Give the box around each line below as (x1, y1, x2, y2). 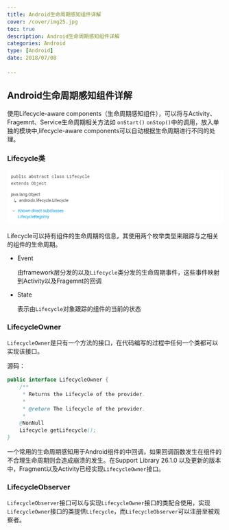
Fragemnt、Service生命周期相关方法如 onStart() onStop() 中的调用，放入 (7, 117, 214, 126)
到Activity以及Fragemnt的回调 (16, 277, 102, 285)
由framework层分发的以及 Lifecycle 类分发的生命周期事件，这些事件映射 (16, 268, 220, 276)
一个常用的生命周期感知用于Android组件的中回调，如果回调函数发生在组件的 (7, 448, 221, 456)
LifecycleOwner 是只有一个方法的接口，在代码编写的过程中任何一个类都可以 (7, 338, 219, 347)
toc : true (7, 25, 36, 32)
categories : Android (7, 40, 67, 47)
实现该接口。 (7, 347, 43, 356)
